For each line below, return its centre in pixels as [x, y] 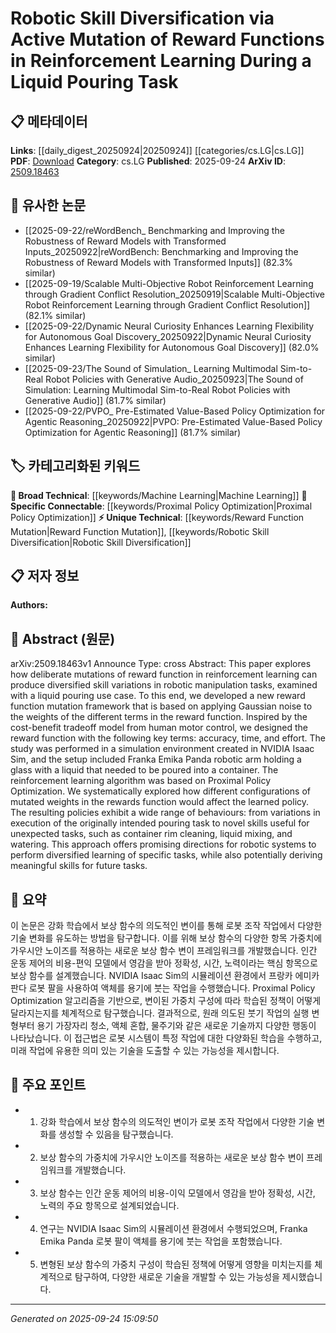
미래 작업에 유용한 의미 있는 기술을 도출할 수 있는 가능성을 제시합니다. [145, 1051]
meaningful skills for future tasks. [79, 866]
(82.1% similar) [55, 315]
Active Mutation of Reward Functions [167, 39]
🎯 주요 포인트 [48, 1085]
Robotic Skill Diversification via [142, 18]
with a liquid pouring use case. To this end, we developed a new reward [158, 696]
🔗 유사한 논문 [48, 205]
